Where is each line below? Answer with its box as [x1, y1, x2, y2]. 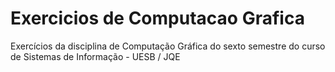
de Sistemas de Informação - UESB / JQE [10, 50, 181, 62]
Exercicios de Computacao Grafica [10, 7, 305, 30]
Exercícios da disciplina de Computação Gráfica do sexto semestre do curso [10, 40, 326, 52]
